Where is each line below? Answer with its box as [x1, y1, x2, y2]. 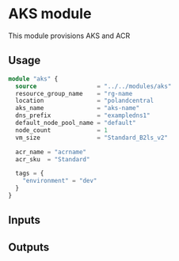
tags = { [15, 169, 44, 178]
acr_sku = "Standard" [15, 155, 90, 163]
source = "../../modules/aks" [15, 82, 172, 90]
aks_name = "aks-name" [15, 104, 140, 112]
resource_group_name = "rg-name [15, 89, 133, 97]
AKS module [8, 5, 92, 23]
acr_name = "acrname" [15, 148, 87, 156]
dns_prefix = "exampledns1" [15, 112, 150, 119]
